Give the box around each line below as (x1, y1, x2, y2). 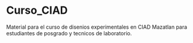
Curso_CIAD (6, 4, 68, 17)
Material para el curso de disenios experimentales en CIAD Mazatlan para (6, 23, 188, 30)
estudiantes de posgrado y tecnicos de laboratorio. (6, 29, 132, 36)
